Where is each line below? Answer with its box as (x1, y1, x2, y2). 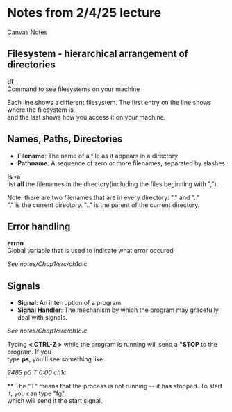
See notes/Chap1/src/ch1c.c (7, 327, 88, 335)
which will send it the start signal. (7, 397, 103, 405)
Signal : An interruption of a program (17, 299, 122, 307)
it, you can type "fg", (7, 389, 67, 397)
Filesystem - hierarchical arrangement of (7, 48, 189, 60)
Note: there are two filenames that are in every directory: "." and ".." (7, 193, 200, 201)
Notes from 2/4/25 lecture (7, 5, 162, 21)
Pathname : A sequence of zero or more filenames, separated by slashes (17, 158, 226, 167)
